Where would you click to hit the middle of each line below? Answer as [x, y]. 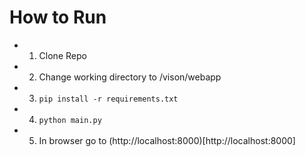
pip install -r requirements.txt [108, 99]
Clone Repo [62, 55]
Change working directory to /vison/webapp [130, 77]
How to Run [58, 17]
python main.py [70, 120]
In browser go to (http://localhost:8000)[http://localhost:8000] [167, 140]
